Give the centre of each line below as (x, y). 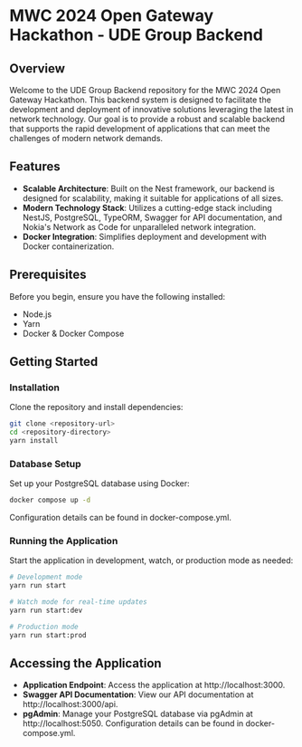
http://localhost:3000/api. (70, 704)
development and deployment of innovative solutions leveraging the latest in (151, 109)
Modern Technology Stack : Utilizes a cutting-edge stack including (147, 207)
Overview (38, 68)
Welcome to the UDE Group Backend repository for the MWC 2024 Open (145, 90)
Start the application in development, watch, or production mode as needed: (151, 560)
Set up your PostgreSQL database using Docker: (99, 484)
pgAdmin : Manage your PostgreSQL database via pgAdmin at (137, 714)
